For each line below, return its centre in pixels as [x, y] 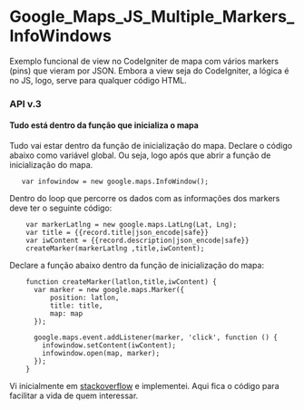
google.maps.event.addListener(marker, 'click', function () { [156, 337]
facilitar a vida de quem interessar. [74, 395]
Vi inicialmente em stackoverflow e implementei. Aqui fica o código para [144, 386]
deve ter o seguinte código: [61, 208]
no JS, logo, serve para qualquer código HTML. [98, 80]
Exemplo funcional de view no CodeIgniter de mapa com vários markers [144, 61]
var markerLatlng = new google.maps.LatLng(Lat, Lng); [132, 225]
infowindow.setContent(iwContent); [109, 346]
